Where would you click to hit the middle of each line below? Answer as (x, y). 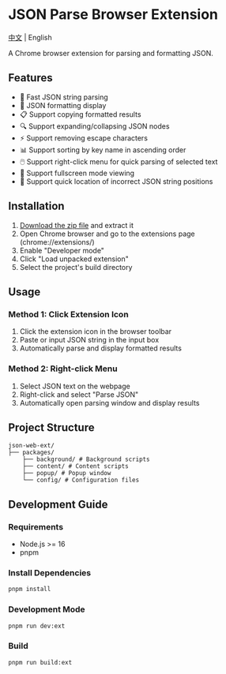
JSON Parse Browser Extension (113, 15)
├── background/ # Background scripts (86, 459)
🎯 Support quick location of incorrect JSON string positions (116, 181)
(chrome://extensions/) (57, 242)
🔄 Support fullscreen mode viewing (77, 173)
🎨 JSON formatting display (63, 105)
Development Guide (58, 504)
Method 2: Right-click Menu (63, 369)
